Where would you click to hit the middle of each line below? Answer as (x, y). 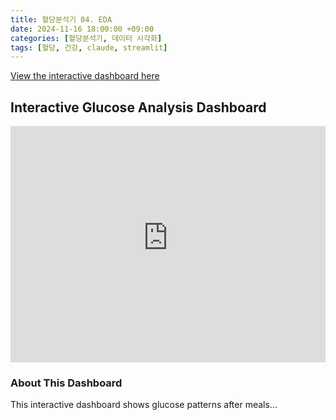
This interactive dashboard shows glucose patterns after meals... (144, 405)
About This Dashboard (66, 383)
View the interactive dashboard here (85, 76)
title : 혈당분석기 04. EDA (61, 19)
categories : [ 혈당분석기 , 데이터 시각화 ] (86, 38)
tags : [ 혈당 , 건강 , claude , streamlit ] (89, 47)
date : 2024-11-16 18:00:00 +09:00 (82, 29)
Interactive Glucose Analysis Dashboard (138, 107)
